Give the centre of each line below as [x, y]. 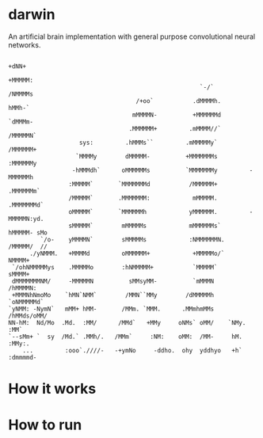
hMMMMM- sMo [28, 232]
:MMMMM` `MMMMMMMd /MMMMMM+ [143, 184]
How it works [52, 389]
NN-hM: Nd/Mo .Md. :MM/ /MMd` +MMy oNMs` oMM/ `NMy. [127, 322]
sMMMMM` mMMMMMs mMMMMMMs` [145, 226]
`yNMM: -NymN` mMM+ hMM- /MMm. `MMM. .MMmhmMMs [111, 309]
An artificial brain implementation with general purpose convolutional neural [132, 36]
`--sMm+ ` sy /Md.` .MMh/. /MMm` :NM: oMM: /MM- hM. [126, 337]
